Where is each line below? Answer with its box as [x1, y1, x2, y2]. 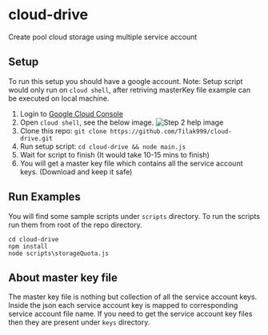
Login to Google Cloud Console [19, 109, 124, 118]
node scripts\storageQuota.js [8, 249, 110, 257]
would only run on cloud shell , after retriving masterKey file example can [8, 85, 250, 94]
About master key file [8, 270, 118, 285]
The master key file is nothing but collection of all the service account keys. [8, 292, 258, 301]
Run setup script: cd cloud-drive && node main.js [19, 142, 186, 151]
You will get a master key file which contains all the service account [19, 158, 243, 168]
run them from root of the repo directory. [8, 220, 142, 229]
